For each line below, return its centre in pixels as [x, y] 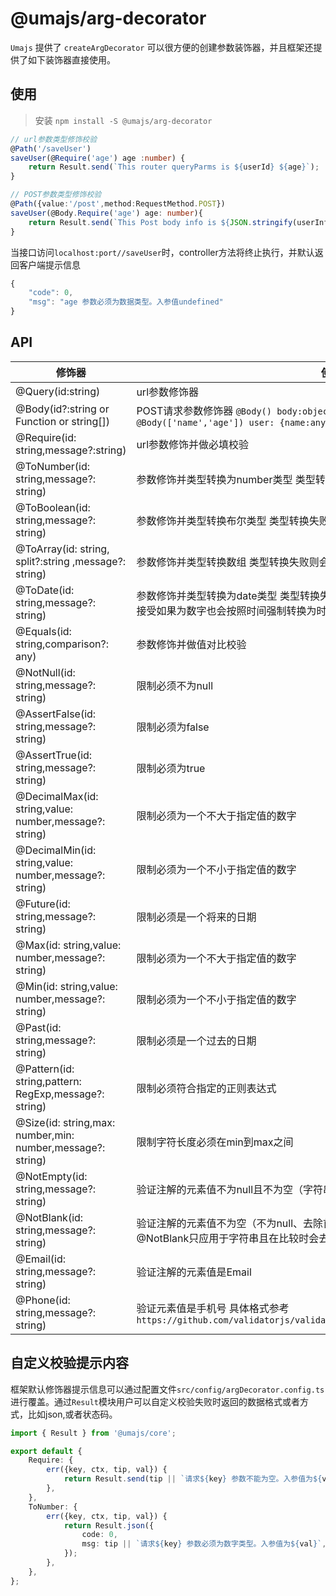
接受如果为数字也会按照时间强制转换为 [226, 610]
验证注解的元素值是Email [194, 1272]
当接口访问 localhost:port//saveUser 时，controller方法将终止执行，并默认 [162, 252]
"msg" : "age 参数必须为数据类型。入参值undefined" [126, 302]
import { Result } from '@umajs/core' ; [93, 1433]
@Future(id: [43, 904]
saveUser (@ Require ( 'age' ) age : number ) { [98, 158]
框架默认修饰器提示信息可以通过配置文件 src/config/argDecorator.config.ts [167, 1389]
